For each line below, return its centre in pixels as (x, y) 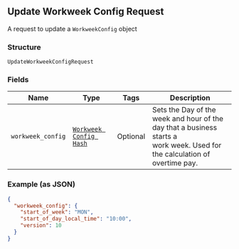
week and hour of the (188, 118)
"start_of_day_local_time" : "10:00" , (76, 219)
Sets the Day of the (184, 110)
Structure (24, 47)
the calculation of (181, 154)
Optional (131, 136)
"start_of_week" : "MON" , (57, 212)
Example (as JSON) (42, 184)
